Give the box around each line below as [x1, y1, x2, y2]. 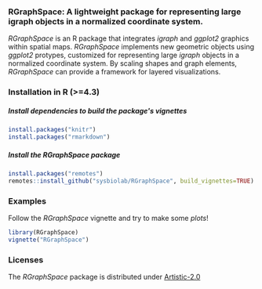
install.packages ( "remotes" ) [8, 169, 104, 178]
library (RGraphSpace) [8, 228, 79, 237]
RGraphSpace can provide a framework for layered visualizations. [8, 67, 221, 77]
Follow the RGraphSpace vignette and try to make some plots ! [8, 213, 209, 222]
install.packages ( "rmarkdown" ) [8, 133, 111, 141]
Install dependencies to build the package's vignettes [8, 106, 187, 115]
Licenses [8, 254, 44, 265]
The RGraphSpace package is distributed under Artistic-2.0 [8, 273, 201, 281]
